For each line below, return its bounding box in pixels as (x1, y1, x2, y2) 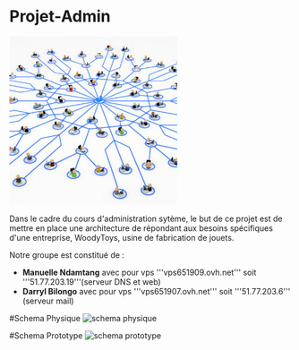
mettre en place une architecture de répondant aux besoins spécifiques (9, 222, 273, 234)
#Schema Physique (9, 312, 81, 323)
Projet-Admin (9, 6, 111, 27)
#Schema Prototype (9, 329, 83, 341)
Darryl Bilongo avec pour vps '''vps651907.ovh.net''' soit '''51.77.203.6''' (21, 286, 291, 296)
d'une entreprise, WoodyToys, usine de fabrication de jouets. (9, 232, 235, 243)
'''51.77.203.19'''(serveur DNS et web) (21, 276, 161, 287)
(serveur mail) (21, 295, 74, 306)
